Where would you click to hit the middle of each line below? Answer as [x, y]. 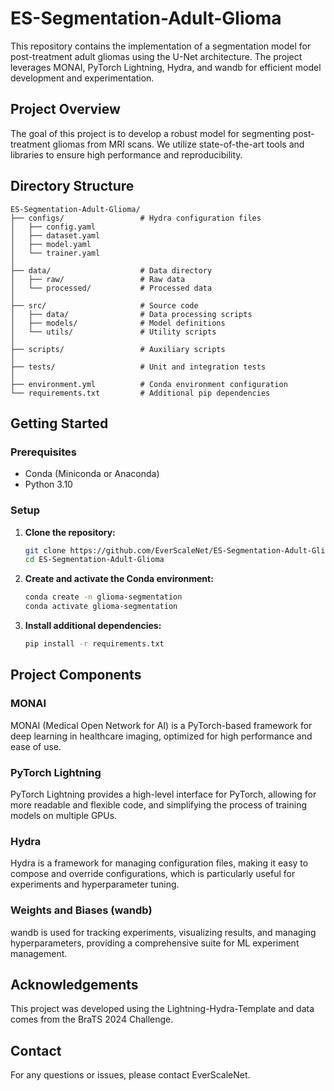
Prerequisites [43, 452]
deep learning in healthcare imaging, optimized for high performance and [161, 736]
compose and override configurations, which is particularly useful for [153, 874]
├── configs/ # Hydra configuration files [136, 218]
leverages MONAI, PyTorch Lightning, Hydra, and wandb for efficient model [166, 67]
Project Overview [65, 109]
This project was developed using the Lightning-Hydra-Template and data [162, 1009]
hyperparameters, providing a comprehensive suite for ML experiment [155, 943]
